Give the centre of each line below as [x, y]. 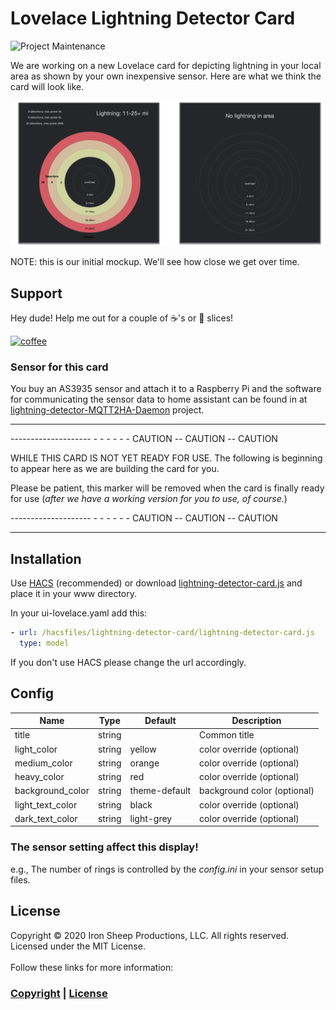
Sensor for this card [59, 367]
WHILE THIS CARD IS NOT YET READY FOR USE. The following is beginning [166, 458]
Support [36, 293]
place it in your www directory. [73, 594]
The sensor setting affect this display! [104, 847]
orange [144, 763]
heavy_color [39, 777]
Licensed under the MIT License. [78, 946]
